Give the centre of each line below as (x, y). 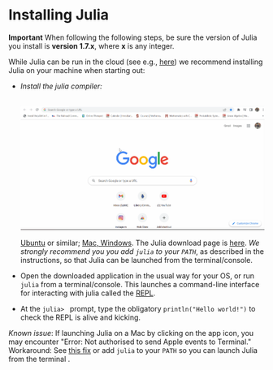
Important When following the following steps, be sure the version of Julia (133, 37)
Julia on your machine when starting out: (77, 70)
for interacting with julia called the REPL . (88, 293)
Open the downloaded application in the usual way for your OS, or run (137, 275)
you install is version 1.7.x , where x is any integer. (91, 45)
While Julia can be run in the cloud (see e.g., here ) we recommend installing (136, 62)
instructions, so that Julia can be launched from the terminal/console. (136, 260)
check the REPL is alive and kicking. (80, 317)
